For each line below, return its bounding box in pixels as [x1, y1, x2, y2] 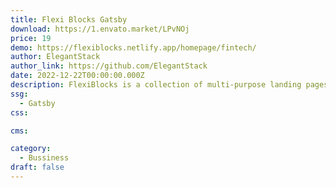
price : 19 [10, 33, 52, 43]
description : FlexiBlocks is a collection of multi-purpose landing [10, 80, 302, 90]
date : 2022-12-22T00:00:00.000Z [10, 71, 145, 81]
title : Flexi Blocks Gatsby [10, 14, 128, 25]
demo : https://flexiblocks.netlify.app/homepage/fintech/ [10, 42, 257, 53]
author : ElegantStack [10, 52, 101, 62]
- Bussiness [19, 153, 70, 163]
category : [10, 144, 52, 154]
